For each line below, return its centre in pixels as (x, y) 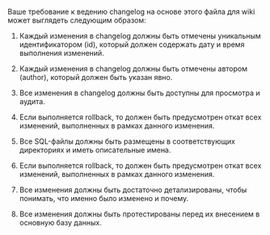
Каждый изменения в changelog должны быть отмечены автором (133, 69)
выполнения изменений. (61, 53)
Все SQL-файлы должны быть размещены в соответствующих (127, 141)
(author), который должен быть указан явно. (96, 77)
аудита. (32, 101)
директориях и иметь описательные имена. (95, 150)
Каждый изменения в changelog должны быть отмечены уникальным (140, 36)
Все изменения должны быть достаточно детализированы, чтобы (133, 190)
